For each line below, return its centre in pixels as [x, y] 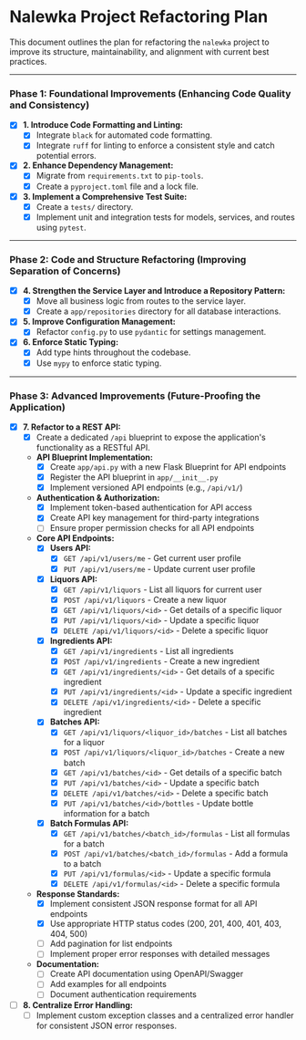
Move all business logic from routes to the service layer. [141, 301]
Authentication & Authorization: [98, 498]
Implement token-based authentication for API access [151, 507]
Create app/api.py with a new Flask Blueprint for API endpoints [168, 467]
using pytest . [61, 227]
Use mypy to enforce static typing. [99, 363]
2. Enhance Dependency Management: [98, 165]
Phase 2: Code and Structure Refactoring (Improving [128, 259]
